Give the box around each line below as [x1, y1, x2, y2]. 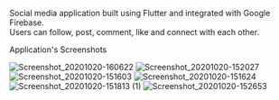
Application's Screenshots [9, 44, 107, 55]
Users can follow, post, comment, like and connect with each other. [9, 27, 260, 37]
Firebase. [9, 17, 45, 28]
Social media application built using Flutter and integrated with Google [9, 8, 271, 18]
